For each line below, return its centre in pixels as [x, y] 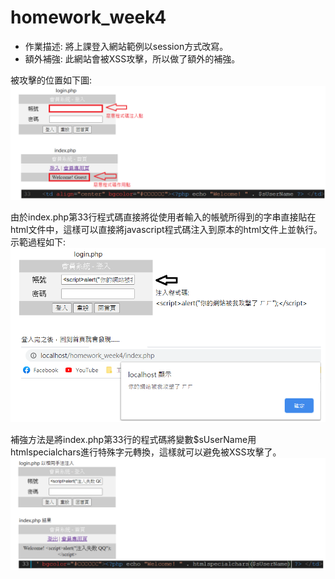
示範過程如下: [38, 242]
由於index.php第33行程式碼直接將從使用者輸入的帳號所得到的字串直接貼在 [163, 217]
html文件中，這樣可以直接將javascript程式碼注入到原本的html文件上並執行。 [166, 230]
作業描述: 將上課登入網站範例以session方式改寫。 [126, 46]
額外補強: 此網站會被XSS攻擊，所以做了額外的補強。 [132, 58]
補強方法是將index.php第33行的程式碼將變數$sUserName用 [133, 440]
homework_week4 [88, 17]
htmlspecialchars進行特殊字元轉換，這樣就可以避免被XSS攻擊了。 [146, 452]
